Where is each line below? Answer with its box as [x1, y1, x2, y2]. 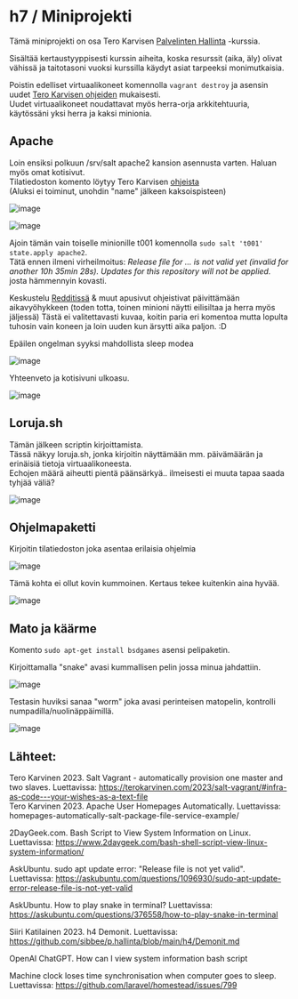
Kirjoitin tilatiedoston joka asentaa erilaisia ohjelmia [9, 544, 197, 554]
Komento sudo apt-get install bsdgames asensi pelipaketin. [9, 645, 230, 656]
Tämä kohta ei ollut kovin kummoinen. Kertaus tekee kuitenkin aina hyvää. [9, 578, 280, 589]
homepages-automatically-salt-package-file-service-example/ [9, 810, 240, 820]
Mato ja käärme [9, 621, 97, 636]
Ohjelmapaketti [9, 520, 96, 535]
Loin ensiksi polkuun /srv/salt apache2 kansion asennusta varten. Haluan [9, 157, 278, 168]
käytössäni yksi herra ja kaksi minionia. [9, 108, 153, 118]
